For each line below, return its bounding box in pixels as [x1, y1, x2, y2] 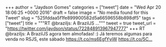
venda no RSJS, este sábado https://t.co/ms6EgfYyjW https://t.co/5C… [5, 36, 152, 42]
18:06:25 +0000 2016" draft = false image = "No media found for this [5, 9, 148, 15]
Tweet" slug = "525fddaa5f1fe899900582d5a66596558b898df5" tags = [5, 15, 155, 20]
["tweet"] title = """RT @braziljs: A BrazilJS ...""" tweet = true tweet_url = [5, 20, 156, 26]
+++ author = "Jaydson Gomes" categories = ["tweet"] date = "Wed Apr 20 [5, 4, 161, 10]
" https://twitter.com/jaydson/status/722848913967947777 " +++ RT [5, 25, 145, 31]
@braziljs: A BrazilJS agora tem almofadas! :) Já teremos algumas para [5, 31, 152, 36]
